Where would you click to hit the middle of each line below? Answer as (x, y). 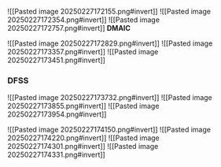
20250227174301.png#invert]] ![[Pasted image (83, 147)
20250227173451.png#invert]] (56, 60)
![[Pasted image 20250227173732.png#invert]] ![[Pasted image (110, 98)
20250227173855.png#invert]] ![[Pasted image (83, 106)
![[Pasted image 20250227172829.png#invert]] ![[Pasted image (110, 43)
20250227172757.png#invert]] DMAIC (69, 28)
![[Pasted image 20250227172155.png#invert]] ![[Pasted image (109, 11)
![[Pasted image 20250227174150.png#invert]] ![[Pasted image (109, 130)
